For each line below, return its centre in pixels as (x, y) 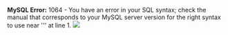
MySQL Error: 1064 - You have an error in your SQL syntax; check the (107, 10)
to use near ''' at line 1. (39, 25)
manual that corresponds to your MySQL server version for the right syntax (114, 17)
